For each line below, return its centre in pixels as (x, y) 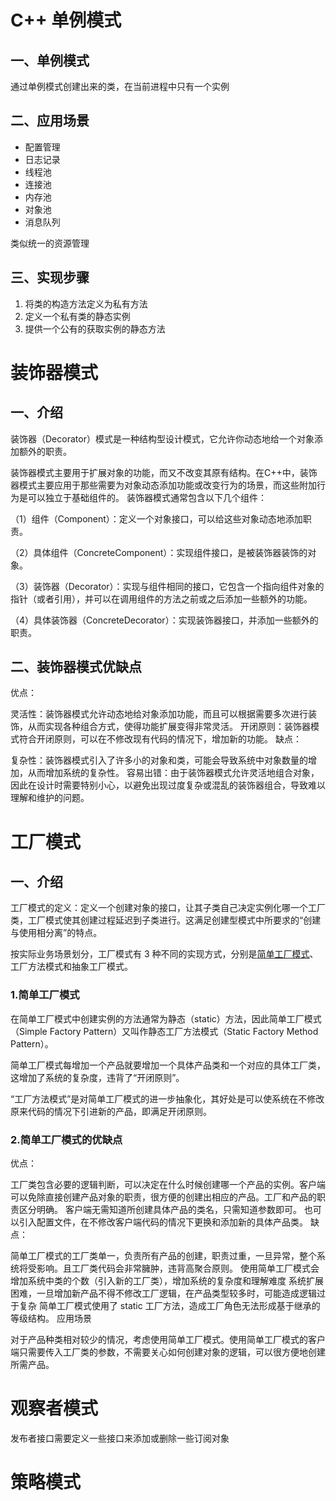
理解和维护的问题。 (50, 798)
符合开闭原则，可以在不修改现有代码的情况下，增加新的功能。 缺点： (160, 739)
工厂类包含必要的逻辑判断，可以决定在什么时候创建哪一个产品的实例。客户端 (168, 1185)
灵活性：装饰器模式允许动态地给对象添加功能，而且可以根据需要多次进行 (159, 714)
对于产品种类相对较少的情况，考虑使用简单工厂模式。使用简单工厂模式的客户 (168, 1340)
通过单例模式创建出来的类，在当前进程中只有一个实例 (120, 86)
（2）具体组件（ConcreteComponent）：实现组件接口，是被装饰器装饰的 (159, 552)
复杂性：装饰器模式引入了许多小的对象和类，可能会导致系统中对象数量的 (159, 760)
